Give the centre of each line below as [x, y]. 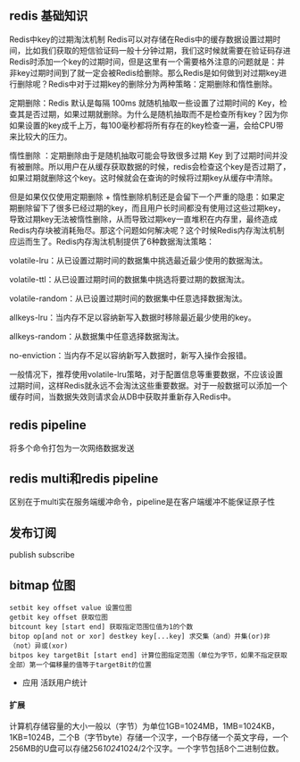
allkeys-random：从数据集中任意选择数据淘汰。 [97, 336]
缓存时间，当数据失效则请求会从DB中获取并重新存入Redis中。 [123, 397]
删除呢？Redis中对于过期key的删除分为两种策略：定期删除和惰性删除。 [147, 84]
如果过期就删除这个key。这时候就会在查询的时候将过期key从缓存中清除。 [144, 178]
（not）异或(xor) [39, 646]
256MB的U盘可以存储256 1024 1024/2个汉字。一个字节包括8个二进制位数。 [146, 749]
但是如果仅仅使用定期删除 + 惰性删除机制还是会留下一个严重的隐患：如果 [143, 197]
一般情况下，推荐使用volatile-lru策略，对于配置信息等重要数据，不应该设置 [146, 374]
